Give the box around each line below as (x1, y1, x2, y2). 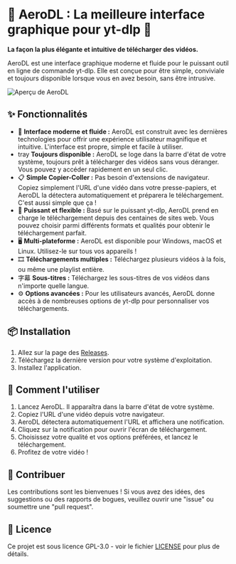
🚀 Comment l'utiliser (7, 383, 100, 395)
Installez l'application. (17, 363, 82, 372)
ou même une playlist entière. (17, 265, 104, 273)
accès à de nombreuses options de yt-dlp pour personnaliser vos (17, 297, 210, 305)
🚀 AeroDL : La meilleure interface (7, 6, 205, 23)
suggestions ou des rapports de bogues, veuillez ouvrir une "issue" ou (7, 495, 215, 504)
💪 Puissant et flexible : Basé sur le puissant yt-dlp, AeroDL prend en (17, 206, 219, 214)
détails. (7, 550, 29, 558)
